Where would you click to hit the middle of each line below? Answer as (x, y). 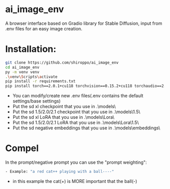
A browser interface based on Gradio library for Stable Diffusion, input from (84, 23)
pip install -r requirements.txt (40, 81)
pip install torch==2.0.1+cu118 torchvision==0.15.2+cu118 (69, 86)
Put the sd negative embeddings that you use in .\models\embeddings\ (86, 128)
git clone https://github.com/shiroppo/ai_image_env (62, 62)
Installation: (31, 49)
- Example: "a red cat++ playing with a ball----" (60, 172)
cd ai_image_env (22, 67)
